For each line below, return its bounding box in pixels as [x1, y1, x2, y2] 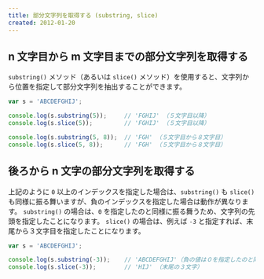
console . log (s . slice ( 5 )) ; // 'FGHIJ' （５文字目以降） [8, 119, 211, 127]
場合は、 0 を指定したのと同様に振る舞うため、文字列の [70, 206, 249, 216]
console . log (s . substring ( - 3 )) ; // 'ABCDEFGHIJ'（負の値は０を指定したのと [8, 256, 254, 264]
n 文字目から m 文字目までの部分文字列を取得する [8, 50, 249, 63]
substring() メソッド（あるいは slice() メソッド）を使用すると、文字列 [8, 72, 243, 82]
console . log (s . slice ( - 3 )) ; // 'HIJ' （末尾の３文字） [8, 263, 203, 271]
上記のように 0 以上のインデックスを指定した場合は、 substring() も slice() [8, 186, 255, 196]
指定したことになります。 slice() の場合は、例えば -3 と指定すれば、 [21, 216, 247, 226]
